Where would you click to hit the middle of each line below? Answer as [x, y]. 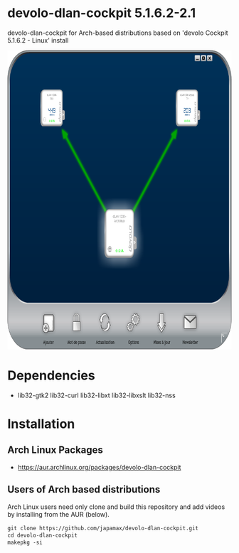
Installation [41, 424]
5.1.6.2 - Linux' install [38, 40]
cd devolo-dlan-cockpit [43, 535]
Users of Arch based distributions [84, 489]
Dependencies [51, 376]
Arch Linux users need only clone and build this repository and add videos [116, 507]
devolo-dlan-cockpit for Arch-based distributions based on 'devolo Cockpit [118, 33]
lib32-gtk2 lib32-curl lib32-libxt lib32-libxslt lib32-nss [96, 395]
